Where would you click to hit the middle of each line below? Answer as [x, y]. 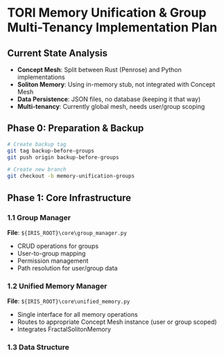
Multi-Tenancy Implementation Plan [112, 27]
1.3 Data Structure [38, 347]
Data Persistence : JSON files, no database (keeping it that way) [109, 99]
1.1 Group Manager [39, 218]
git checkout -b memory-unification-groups [71, 176]
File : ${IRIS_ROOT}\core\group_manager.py [67, 232]
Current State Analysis [58, 53]
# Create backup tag [37, 144]
